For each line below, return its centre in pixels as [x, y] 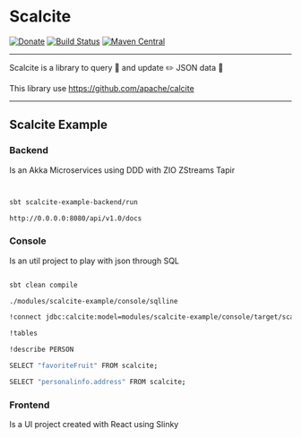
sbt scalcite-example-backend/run [74, 202]
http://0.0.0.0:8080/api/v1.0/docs [76, 218]
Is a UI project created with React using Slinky [94, 425]
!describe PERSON [42, 350]
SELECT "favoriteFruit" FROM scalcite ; [84, 366]
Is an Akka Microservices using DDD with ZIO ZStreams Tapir [122, 170]
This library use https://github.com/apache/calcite [102, 88]
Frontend [30, 405]
